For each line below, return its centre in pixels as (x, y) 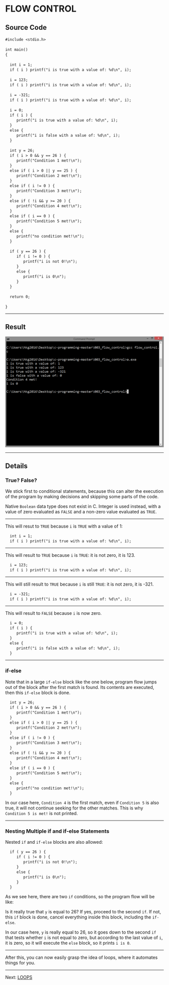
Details (16, 466)
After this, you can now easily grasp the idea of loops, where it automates (81, 958)
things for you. (20, 963)
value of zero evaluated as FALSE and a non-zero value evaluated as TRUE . (81, 512)
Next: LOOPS (19, 977)
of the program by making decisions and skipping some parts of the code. (82, 497)
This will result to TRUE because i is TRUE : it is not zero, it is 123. (70, 555)
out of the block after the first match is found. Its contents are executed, (80, 687)
